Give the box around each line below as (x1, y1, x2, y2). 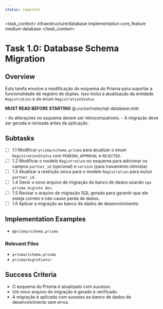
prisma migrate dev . (12, 185, 53, 190)
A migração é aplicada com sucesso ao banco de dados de (12, 294, 131, 300)
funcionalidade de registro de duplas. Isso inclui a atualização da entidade (5, 91, 154, 97)
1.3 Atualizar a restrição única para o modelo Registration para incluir (12, 168, 152, 174)
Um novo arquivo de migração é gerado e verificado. (12, 288, 118, 294)
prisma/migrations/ (12, 257, 52, 262)
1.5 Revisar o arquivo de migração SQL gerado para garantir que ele (12, 190, 148, 196)
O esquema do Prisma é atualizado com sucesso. (12, 284, 111, 289)
